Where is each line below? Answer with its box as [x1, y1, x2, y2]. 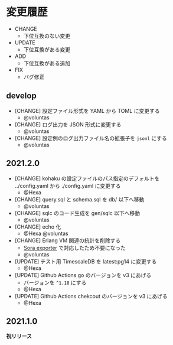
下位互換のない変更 [23, 32, 71, 39]
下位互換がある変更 [23, 45, 71, 53]
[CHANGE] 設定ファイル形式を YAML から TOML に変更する [14, 107, 160, 114]
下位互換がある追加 [23, 60, 71, 67]
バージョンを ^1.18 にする [23, 279, 87, 286]
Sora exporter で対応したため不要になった [23, 244, 126, 251]
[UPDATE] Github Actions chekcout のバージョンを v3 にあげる [14, 292, 168, 300]
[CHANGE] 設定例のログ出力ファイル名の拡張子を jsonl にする [14, 134, 167, 142]
